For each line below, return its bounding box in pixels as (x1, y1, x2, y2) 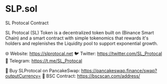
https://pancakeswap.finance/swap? (80, 67, 157, 73)
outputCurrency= (5, 73, 41, 79)
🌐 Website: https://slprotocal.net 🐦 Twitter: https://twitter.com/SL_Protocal (5, 50, 162, 56)
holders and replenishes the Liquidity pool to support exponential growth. (5, 40, 158, 46)
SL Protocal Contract (5, 20, 49, 26)
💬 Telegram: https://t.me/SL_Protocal (5, 58, 82, 64)
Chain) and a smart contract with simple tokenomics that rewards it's (5, 35, 149, 41)
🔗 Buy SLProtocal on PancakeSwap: (5, 67, 80, 73)
